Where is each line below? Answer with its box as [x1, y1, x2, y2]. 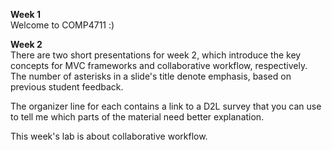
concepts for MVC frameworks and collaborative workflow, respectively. [10, 60, 308, 71]
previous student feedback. [10, 81, 124, 93]
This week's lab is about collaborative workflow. [10, 130, 208, 142]
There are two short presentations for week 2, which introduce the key [10, 49, 302, 61]
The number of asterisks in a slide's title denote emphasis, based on [10, 70, 292, 82]
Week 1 [10, 9, 41, 20]
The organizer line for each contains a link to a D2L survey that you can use [10, 100, 322, 112]
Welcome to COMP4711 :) [10, 19, 115, 31]
